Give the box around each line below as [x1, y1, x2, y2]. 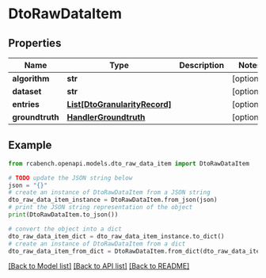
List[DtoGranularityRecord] [66, 99, 172, 109]
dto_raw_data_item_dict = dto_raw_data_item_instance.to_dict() [8, 232, 225, 240]
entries [12, 99, 40, 109]
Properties [8, 36, 62, 50]
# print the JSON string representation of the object [8, 204, 193, 211]
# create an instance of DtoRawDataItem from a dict [8, 239, 186, 248]
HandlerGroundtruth [66, 112, 146, 123]
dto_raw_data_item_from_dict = [8, 247, 112, 255]
